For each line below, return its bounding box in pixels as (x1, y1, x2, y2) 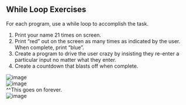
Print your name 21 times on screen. (14, 32, 101, 38)
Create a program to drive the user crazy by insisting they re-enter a (14, 50, 180, 57)
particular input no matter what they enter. (14, 56, 116, 63)
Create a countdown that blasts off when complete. (14, 62, 139, 69)
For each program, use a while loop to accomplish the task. (6, 20, 149, 27)
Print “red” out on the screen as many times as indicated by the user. (14, 37, 181, 44)
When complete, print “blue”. (14, 44, 84, 51)
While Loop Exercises (6, 5, 87, 15)
